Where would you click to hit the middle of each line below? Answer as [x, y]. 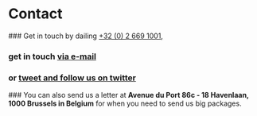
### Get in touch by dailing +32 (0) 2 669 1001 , [86, 36]
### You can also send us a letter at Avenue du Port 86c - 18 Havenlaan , [128, 95]
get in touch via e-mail [53, 56]
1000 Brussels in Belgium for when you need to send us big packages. [125, 103]
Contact [35, 14]
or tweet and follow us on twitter [72, 78]
